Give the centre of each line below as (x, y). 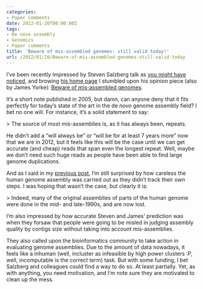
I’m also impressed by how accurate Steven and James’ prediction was (95, 216)
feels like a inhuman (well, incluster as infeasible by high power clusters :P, (99, 253)
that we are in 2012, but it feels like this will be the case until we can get (95, 142)
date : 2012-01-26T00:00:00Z (42, 23)
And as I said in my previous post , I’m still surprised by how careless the (96, 173)
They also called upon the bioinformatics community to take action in (92, 240)
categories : (21, 12)
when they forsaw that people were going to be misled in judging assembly (100, 222)
